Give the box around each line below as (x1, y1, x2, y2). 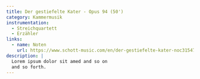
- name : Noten (11, 42, 46, 48)
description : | (6, 53, 44, 59)
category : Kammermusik (6, 14, 62, 20)
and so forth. (11, 64, 46, 70)
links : (6, 36, 23, 42)
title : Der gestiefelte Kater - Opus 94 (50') (6, 8, 124, 15)
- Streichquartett (11, 25, 58, 31)
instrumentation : (6, 20, 49, 26)
